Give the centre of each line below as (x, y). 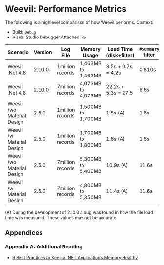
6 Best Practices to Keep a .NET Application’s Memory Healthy (75, 257)
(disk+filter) (120, 55)
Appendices (24, 233)
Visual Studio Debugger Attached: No (49, 37)
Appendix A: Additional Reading (44, 247)
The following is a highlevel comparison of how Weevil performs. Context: (79, 22)
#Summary (149, 49)
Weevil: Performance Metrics (66, 9)
